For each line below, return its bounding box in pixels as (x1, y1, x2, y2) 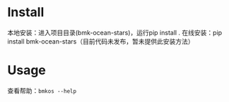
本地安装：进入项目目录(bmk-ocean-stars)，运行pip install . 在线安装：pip (7, 28, 223, 37)
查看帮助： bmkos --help (7, 86, 76, 95)
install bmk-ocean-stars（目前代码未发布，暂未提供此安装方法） (7, 37, 194, 46)
